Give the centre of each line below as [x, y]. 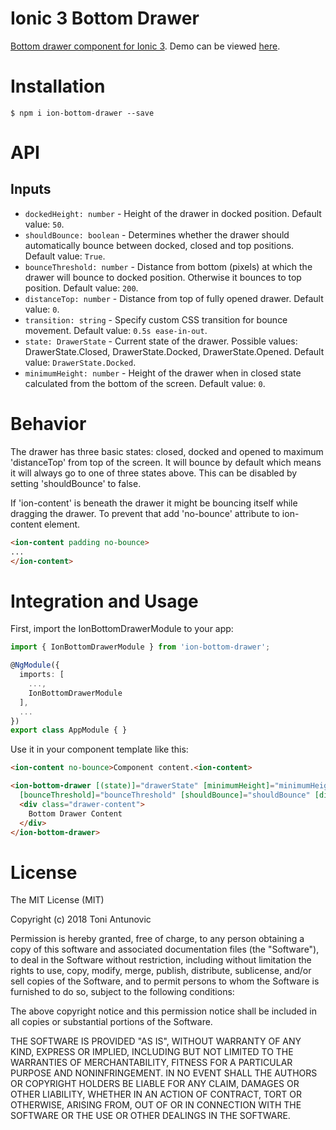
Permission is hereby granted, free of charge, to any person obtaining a [157, 939]
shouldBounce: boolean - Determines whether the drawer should [157, 234]
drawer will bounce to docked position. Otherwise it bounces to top [163, 277]
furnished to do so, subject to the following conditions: [122, 992]
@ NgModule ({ [35, 665]
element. [62, 524]
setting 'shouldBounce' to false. [76, 483]
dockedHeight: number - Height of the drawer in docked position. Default [173, 213]
